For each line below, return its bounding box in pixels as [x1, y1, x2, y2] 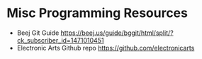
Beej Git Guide [16, 28, 60, 37]
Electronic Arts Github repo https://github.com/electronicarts [16, 43, 195, 52]
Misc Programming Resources [6, 5, 189, 21]
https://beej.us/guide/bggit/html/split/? [60, 28, 174, 37]
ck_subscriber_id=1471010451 [16, 36, 104, 44]
